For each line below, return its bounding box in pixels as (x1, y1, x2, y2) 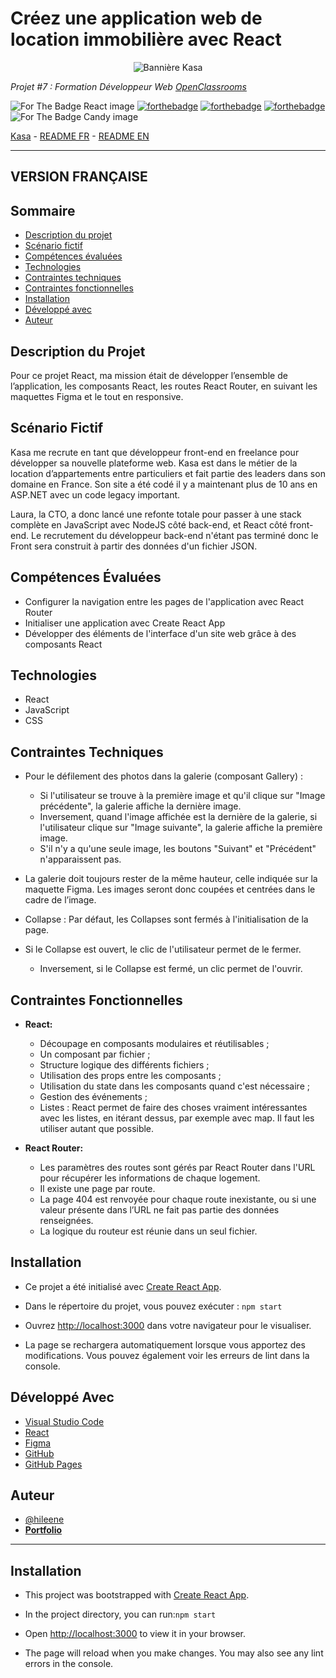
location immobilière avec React (10, 28, 282, 51)
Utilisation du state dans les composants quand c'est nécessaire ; (39, 1080, 310, 1092)
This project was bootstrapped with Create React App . (24, 1589, 250, 1601)
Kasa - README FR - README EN (10, 130, 150, 142)
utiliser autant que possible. (39, 1123, 155, 1135)
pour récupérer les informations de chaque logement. (39, 1172, 261, 1184)
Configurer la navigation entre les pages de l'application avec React (24, 595, 305, 607)
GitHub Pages (24, 1458, 83, 1470)
